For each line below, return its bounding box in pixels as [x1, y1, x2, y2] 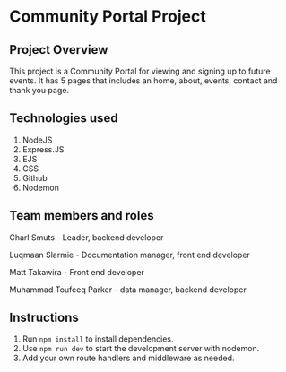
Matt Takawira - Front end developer [9, 266, 145, 277]
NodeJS [22, 134, 53, 145]
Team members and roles [9, 208, 154, 223]
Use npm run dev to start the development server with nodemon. [22, 343, 260, 354]
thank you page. [9, 85, 70, 95]
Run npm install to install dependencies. [22, 333, 174, 344]
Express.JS [22, 143, 65, 154]
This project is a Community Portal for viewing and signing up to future [9, 65, 271, 76]
